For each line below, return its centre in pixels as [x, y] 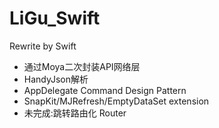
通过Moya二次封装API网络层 [82, 66]
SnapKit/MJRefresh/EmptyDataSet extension [116, 101]
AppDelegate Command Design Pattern [105, 90]
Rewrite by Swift [43, 46]
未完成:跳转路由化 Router [75, 113]
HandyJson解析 [56, 79]
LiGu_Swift [55, 18]
